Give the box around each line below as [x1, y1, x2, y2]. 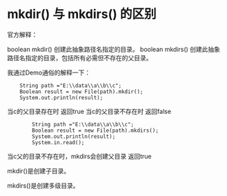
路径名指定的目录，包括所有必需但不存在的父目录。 [7, 53, 152, 62]
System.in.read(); [32, 139, 85, 146]
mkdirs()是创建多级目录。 [7, 181, 79, 190]
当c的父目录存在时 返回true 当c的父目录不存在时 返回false [7, 107, 171, 115]
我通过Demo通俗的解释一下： [7, 68, 91, 77]
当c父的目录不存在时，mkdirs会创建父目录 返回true [7, 152, 152, 160]
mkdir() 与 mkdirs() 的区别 [7, 6, 157, 22]
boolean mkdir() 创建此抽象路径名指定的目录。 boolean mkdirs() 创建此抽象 [7, 45, 221, 53]
